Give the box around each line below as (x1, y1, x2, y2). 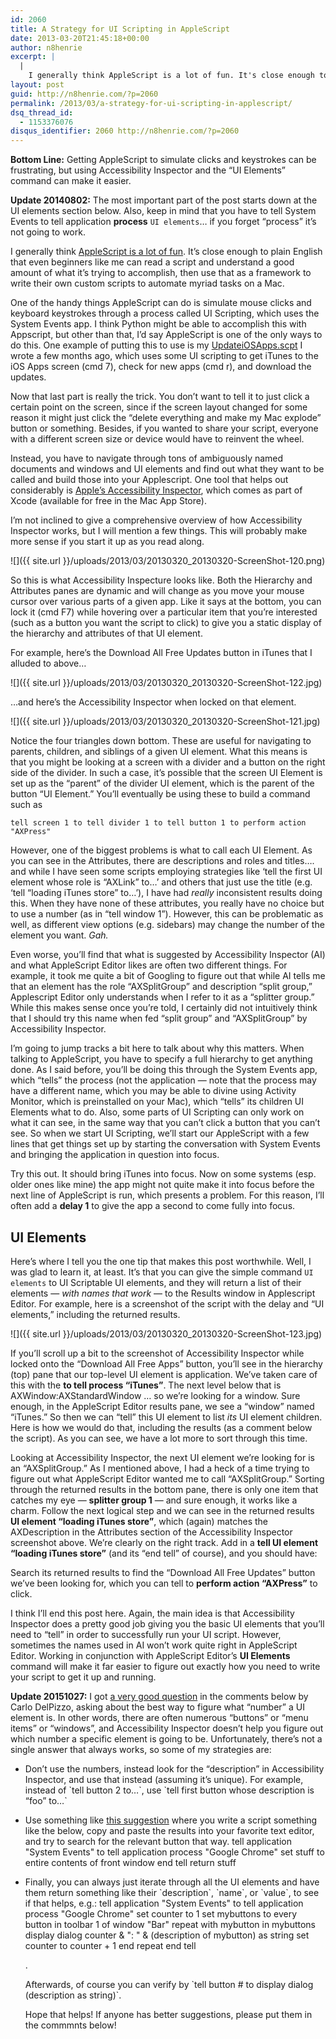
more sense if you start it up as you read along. (10, 536, 205, 548)
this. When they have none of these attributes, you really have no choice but (10, 897, 325, 910)
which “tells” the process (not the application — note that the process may (10, 1074, 317, 1086)
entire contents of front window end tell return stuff (24, 1856, 237, 1868)
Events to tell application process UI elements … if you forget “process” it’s (10, 216, 317, 228)
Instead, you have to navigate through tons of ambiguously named (10, 452, 284, 465)
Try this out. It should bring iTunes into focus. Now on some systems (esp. (10, 1168, 317, 1180)
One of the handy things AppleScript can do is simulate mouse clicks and (10, 297, 312, 309)
